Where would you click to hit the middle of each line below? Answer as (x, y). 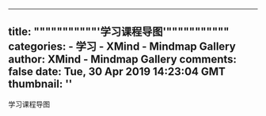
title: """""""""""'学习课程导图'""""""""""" (119, 32)
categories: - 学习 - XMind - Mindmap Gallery (122, 47)
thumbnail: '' (40, 84)
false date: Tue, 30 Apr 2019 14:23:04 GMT (117, 72)
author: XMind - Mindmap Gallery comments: (123, 60)
